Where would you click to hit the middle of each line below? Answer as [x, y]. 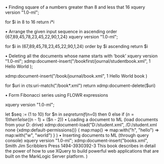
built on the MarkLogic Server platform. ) [46, 156]
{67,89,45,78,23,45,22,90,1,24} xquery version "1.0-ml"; [62, 37]
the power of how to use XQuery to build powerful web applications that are [82, 151]
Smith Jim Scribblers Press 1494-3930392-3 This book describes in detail [81, 146]
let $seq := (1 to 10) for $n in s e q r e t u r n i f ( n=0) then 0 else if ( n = [70, 114]
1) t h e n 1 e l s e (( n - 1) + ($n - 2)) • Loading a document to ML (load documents [82, 120]
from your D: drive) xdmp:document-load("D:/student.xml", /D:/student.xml [81, 125]
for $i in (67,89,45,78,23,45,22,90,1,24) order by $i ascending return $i [77, 46]
